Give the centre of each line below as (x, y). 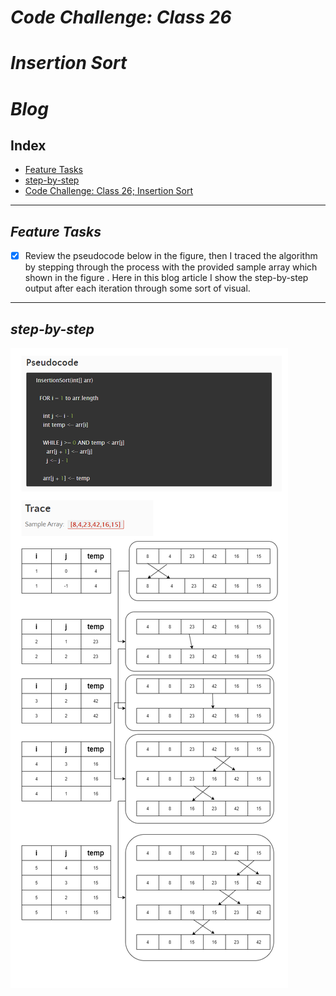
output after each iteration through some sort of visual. (137, 288)
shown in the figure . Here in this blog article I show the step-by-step (166, 278)
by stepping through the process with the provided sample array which (171, 267)
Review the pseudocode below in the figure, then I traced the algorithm (171, 256)
